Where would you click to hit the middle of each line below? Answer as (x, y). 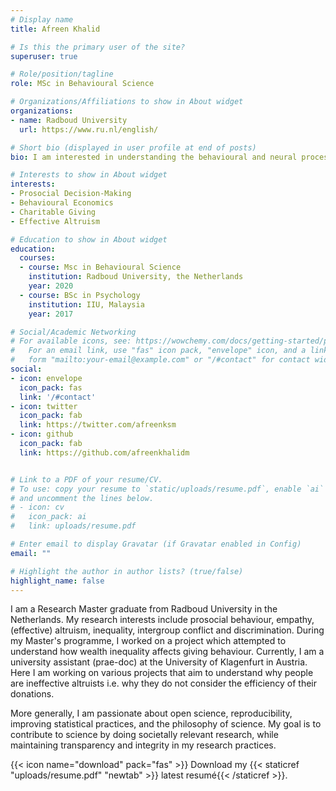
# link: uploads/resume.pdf (73, 526)
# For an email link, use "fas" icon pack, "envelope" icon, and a (158, 351)
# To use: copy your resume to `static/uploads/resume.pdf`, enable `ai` (167, 489)
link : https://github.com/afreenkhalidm (104, 452)
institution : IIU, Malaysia (86, 304)
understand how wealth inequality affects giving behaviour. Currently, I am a (167, 652)
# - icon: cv (37, 507)
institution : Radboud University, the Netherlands (136, 277)
